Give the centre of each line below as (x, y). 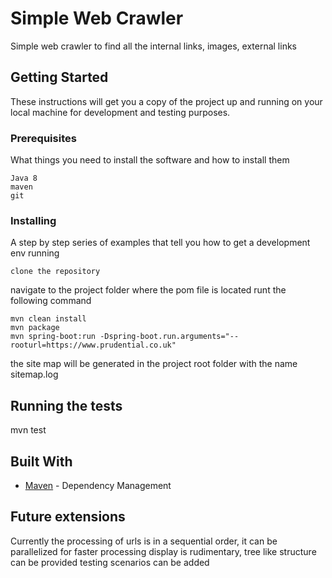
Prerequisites (43, 138)
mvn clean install (48, 319)
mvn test (28, 430)
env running (35, 253)
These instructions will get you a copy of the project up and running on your (166, 101)
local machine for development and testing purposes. (120, 112)
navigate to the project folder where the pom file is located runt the (148, 290)
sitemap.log (34, 374)
